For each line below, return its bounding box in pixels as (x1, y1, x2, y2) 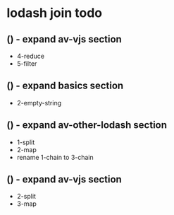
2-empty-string (16, 98, 62, 107)
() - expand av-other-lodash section (6, 119, 167, 132)
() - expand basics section (6, 80, 124, 92)
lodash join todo (6, 5, 103, 21)
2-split (16, 192, 37, 201)
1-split (16, 138, 35, 146)
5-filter (16, 59, 37, 68)
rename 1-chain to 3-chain (16, 153, 94, 161)
